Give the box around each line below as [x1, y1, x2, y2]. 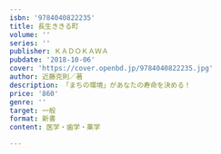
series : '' [9, 38, 51, 48]
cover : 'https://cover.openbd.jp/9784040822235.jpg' [9, 64, 214, 73]
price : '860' [9, 89, 59, 98]
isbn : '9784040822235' [9, 13, 95, 23]
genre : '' [9, 97, 47, 107]
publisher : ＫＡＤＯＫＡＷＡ [9, 47, 109, 56]
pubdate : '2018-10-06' [9, 55, 95, 64]
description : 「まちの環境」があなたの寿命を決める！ [9, 81, 192, 90]
